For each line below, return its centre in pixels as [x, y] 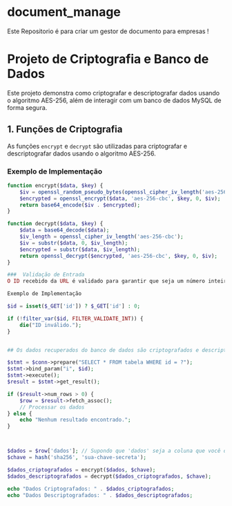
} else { [20, 413]
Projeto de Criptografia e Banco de [108, 59]
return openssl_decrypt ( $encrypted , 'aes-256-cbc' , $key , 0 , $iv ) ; [119, 256]
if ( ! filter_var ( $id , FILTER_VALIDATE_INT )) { [75, 319]
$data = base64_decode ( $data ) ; [65, 230]
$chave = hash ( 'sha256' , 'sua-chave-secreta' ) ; [77, 458]
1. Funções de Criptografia [65, 130]
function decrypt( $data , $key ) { [55, 224]
